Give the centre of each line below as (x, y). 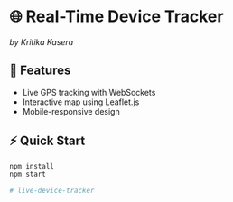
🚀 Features (40, 71)
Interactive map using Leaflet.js (81, 102)
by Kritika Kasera (42, 41)
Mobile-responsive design (71, 111)
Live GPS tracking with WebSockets (89, 92)
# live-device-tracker (52, 191)
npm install (32, 166)
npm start (28, 174)
